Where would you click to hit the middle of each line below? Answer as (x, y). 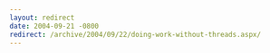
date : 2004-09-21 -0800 (54, 26)
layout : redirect (42, 18)
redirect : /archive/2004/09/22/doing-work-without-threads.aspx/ (135, 34)
